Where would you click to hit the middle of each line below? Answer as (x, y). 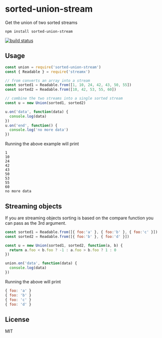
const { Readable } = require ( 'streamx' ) (48, 72)
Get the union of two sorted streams (41, 22)
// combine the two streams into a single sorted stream (64, 99)
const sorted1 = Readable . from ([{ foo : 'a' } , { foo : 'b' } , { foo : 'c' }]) (81, 232)
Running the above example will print (42, 144)
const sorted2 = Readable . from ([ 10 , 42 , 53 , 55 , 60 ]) (61, 90)
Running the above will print (33, 281)
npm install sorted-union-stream (39, 31)
